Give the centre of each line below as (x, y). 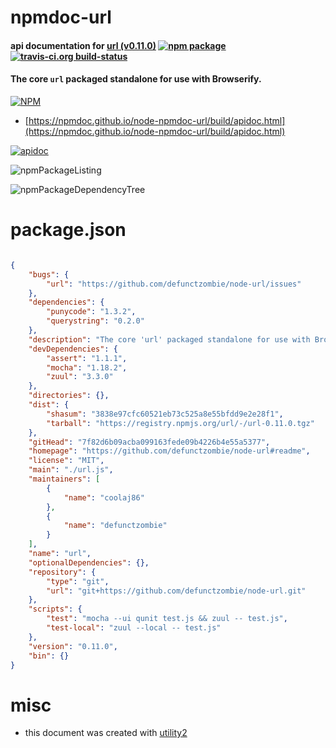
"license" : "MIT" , (66, 461)
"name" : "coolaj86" (104, 497)
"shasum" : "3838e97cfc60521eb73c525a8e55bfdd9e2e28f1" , (165, 414)
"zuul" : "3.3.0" (80, 377)
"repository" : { (62, 572)
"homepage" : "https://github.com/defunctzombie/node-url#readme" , (169, 451)
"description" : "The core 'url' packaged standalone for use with (169, 339)
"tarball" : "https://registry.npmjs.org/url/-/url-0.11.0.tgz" (180, 423)
